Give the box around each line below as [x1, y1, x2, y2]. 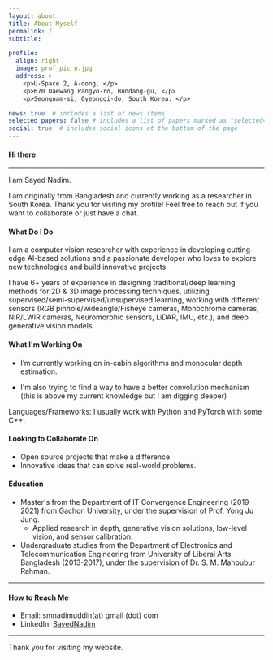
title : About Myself [8, 20, 79, 28]
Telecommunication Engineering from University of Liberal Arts [19, 549, 232, 559]
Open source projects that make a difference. [19, 452, 172, 462]
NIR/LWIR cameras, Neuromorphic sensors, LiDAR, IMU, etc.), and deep [8, 312, 249, 322]
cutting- [227, 245, 254, 254]
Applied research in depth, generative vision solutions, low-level [32, 523, 248, 533]
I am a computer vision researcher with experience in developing [8, 245, 226, 254]
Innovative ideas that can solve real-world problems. [19, 460, 197, 470]
